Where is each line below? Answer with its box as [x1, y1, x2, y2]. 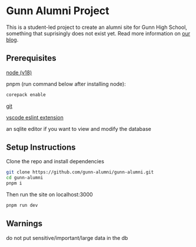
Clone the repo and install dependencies [6, 158, 105, 165]
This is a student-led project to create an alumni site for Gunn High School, [6, 24, 187, 31]
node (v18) [6, 69, 32, 76]
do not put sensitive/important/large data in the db [6, 234, 128, 241]
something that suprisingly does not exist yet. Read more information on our [6, 29, 191, 37]
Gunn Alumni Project [6, 4, 110, 18]
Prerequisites [6, 53, 57, 63]
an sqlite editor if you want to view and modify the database [6, 125, 151, 132]
